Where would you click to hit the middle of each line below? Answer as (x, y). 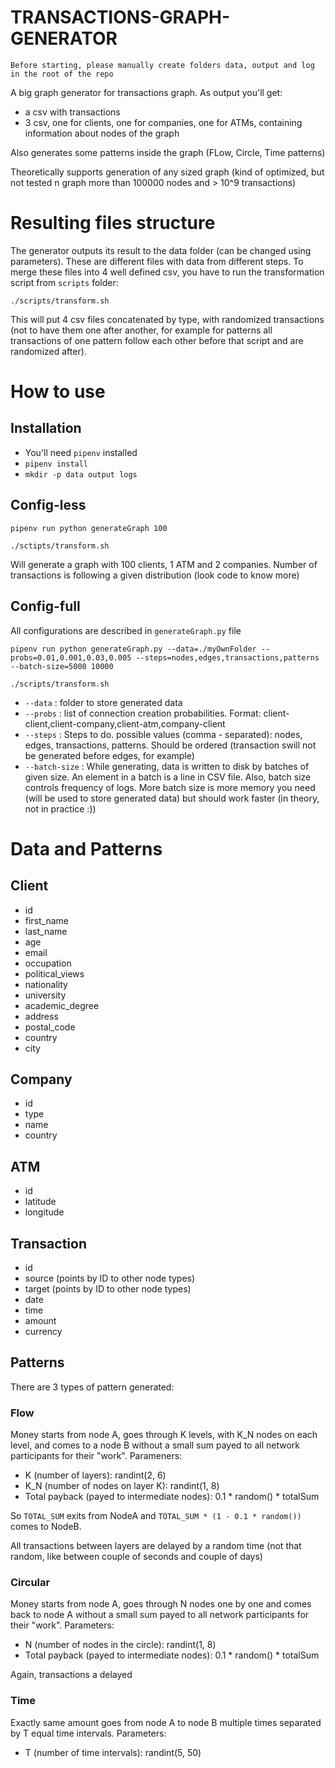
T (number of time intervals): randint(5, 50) (113, 1752)
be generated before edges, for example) (109, 755)
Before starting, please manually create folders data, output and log (162, 65)
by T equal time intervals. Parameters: (88, 1733)
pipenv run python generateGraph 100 (89, 528)
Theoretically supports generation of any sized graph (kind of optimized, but (167, 172)
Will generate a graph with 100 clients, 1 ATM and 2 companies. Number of (164, 564)
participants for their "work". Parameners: (96, 1456)
